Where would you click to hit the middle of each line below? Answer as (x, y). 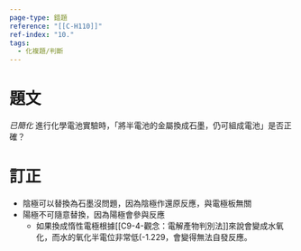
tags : (19, 43)
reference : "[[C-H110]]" (56, 26)
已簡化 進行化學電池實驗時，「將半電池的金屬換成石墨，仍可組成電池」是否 (146, 125)
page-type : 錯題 (38, 18)
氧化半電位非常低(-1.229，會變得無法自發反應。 (164, 237)
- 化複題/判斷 (41, 51)
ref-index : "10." (42, 34)
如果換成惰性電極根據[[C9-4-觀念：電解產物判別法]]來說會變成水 (156, 226)
